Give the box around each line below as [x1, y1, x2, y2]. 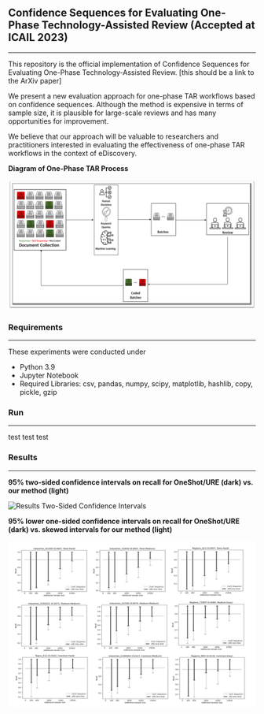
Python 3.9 [19, 362, 56, 371]
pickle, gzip [19, 387, 57, 396]
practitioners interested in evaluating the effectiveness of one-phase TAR [8, 139, 245, 149]
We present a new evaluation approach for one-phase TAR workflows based [8, 91, 255, 101]
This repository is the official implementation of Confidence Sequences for [8, 59, 250, 69]
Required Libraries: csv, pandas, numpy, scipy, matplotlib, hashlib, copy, [19, 378, 254, 389]
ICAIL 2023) [8, 31, 68, 44]
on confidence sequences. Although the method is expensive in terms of [8, 99, 244, 109]
